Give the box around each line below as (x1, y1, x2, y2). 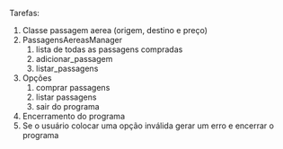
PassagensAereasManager (22, 35, 123, 45)
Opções (22, 73, 52, 83)
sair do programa (35, 101, 101, 111)
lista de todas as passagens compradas (35, 44, 183, 55)
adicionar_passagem (35, 54, 113, 64)
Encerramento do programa (22, 111, 126, 121)
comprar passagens (35, 83, 111, 92)
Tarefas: (9, 8, 40, 18)
